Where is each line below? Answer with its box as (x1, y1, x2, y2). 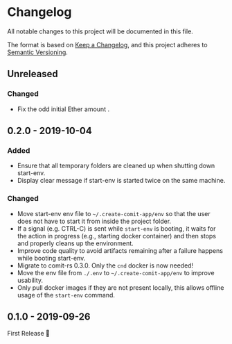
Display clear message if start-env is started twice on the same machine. (17, 177, 226, 185)
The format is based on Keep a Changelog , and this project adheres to (7, 40, 208, 49)
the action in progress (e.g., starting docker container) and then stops (17, 231, 217, 240)
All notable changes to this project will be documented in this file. (7, 27, 194, 35)
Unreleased (7, 68, 59, 80)
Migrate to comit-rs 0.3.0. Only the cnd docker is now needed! (17, 261, 194, 270)
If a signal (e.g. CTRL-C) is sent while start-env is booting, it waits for (17, 224, 216, 233)
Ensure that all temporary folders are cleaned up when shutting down (17, 161, 215, 170)
